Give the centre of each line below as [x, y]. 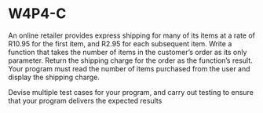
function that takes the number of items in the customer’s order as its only [128, 52]
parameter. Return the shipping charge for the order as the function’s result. [130, 60]
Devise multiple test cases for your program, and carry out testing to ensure [131, 92]
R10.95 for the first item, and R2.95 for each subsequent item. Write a [120, 43]
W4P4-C [37, 14]
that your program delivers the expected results [85, 100]
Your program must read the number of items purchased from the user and [129, 68]
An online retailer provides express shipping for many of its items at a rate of [132, 35]
